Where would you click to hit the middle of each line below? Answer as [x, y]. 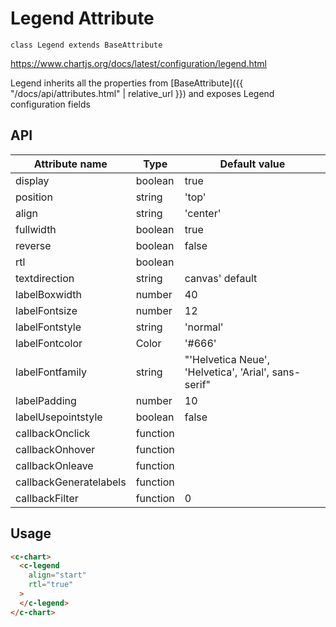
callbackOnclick [53, 433]
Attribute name [70, 164]
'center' [203, 213]
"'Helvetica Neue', [227, 359]
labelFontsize [46, 310]
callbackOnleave [54, 465]
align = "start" [57, 575]
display [32, 180]
